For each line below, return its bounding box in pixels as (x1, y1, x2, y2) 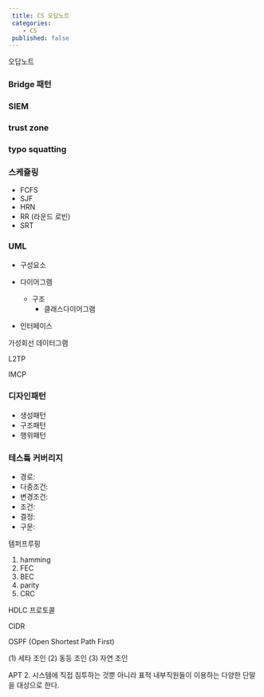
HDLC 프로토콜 (8, 605, 56, 615)
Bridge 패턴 (8, 79, 52, 90)
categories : (11, 19, 52, 27)
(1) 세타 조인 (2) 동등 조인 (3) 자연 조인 (8, 653, 128, 663)
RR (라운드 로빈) (19, 212, 71, 221)
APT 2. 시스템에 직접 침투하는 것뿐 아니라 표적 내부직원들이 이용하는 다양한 (8, 671, 241, 680)
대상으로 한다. (16, 680, 60, 690)
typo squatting (8, 143, 67, 154)
